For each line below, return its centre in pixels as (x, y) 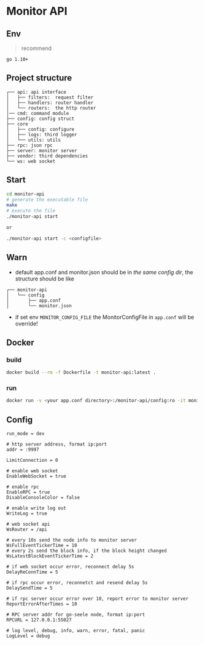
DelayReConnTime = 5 (32, 572)
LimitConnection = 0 (32, 461)
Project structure (39, 78)
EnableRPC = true (28, 492)
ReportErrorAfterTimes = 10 (42, 604)
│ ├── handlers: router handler (50, 103)
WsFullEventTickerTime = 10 (42, 546)
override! (26, 323)
